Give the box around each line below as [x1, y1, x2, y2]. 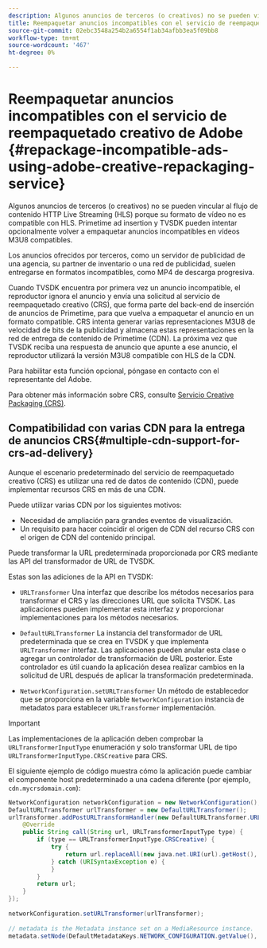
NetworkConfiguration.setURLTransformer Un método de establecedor [19, 686, 249, 695]
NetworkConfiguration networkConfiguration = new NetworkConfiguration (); [8, 798, 261, 806]
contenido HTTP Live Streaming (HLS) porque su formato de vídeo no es [8, 209, 246, 219]
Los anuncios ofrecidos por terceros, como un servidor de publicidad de [8, 250, 246, 260]
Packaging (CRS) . [8, 398, 66, 407]
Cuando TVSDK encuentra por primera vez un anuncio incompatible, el [8, 282, 241, 292]
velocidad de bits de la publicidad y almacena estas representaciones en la [8, 325, 254, 335]
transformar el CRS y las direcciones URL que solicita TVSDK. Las [19, 596, 236, 605]
